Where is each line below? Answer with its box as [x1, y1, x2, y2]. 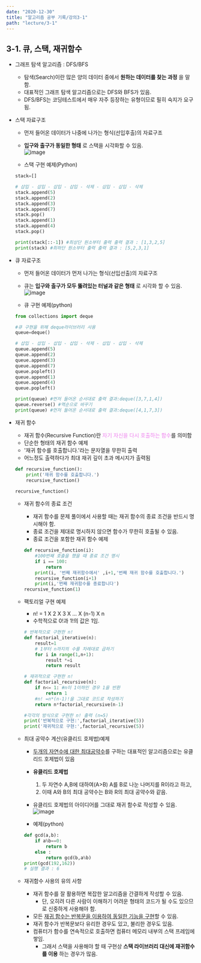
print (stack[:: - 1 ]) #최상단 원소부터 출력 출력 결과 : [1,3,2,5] [14, 239, 166, 245]
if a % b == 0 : [35, 838, 62, 844]
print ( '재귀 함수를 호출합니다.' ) [26, 472, 100, 478]
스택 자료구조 [14, 117, 46, 124]
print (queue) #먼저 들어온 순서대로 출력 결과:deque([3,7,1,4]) [14, 396, 163, 403]
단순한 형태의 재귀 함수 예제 [23, 439, 88, 446]
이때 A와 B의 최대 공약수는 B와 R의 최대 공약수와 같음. [41, 788, 168, 796]
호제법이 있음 [44, 755, 75, 763]
